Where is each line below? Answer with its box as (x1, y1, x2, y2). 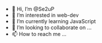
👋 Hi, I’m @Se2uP (11, 6, 55, 12)
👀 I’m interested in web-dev (11, 12, 79, 19)
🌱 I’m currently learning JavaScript (11, 18, 96, 24)
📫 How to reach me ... (11, 31, 67, 37)
